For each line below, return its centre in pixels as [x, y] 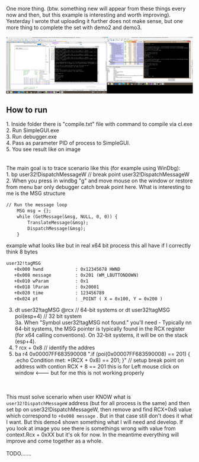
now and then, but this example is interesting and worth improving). [88, 15]
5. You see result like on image [44, 149]
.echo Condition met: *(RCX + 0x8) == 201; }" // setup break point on [99, 360]
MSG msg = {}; [34, 211]
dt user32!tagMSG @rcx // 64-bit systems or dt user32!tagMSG [92, 310]
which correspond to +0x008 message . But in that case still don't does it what [99, 416]
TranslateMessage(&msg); [58, 223]
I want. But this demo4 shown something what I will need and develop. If [95, 422]
